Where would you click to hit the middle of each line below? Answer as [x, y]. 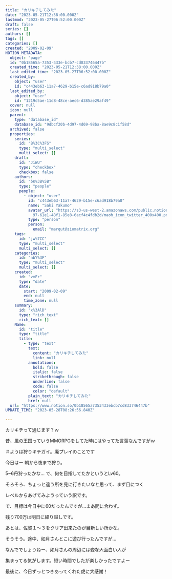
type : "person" [44, 220]
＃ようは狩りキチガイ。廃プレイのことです [50, 452]
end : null [34, 296]
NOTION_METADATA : [24, 53]
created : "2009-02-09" [29, 48]
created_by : [23, 77]
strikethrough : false [56, 377]
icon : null [21, 110]
